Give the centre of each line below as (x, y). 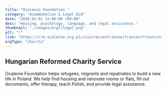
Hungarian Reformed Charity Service (63, 62)
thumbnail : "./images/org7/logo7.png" (45, 28)
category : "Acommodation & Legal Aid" (45, 14)
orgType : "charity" (25, 42)
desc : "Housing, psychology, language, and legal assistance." (72, 23)
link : (11, 37)
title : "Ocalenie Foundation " (37, 10)
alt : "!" (14, 32)
